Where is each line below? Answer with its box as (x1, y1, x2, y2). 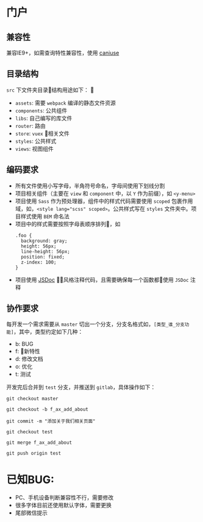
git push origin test (6, 450, 62, 457)
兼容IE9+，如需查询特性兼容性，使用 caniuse (6, 50, 119, 56)
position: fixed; (21, 254, 65, 260)
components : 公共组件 (15, 106, 68, 114)
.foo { (15, 232, 32, 238)
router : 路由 (15, 122, 46, 129)
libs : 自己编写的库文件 (15, 114, 73, 122)
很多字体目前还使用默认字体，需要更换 (15, 502, 112, 509)
